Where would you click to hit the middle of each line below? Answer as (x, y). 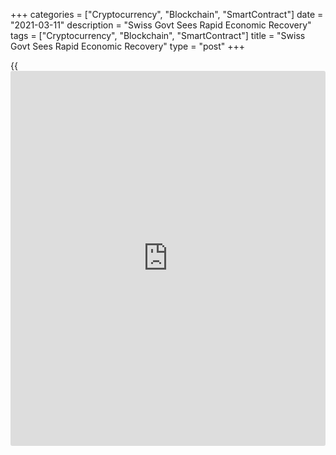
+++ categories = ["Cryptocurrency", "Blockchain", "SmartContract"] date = (167, 14)
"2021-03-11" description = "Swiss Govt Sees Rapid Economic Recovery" (161, 25)
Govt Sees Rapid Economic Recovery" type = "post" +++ (128, 46)
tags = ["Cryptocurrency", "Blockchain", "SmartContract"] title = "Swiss (158, 35)
